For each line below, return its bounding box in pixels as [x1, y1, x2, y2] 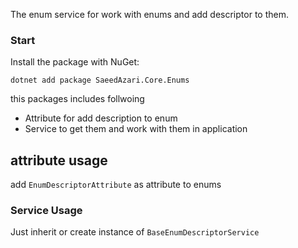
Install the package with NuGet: [10, 56, 140, 68]
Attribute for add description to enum [24, 112, 178, 124]
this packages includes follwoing [10, 93, 145, 105]
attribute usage [10, 152, 108, 169]
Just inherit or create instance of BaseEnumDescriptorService [10, 226, 260, 238]
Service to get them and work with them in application [24, 123, 248, 135]
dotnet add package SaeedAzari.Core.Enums [10, 75, 190, 86]
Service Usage [10, 204, 83, 218]
